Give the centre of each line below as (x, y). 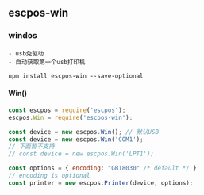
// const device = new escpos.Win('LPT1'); (81, 154)
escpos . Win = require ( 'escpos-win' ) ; (71, 117)
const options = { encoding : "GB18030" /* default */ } (102, 168)
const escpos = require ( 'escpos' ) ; (67, 110)
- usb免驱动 (26, 54)
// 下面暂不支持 (31, 147)
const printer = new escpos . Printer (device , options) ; (101, 183)
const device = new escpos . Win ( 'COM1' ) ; (76, 139)
